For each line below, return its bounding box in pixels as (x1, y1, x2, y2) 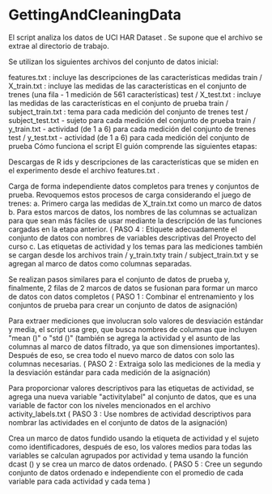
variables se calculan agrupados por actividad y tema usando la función (8, 450, 249, 460)
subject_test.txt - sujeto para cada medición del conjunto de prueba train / (8, 115, 257, 125)
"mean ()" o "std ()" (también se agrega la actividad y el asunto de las (8, 333, 240, 343)
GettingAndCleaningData (8, 6, 182, 24)
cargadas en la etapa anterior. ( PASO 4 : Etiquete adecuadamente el (8, 224, 237, 234)
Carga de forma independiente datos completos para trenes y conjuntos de (8, 181, 260, 191)
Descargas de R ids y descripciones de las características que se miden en (8, 156, 259, 167)
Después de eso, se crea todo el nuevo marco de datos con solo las (8, 350, 235, 360)
